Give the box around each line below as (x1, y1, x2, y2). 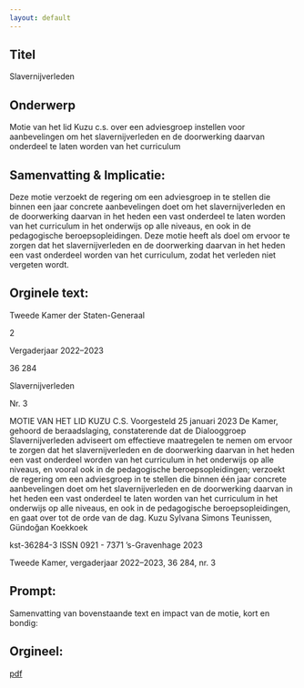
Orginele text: (9, 286, 89, 301)
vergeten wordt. (9, 259, 70, 270)
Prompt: (9, 583, 56, 599)
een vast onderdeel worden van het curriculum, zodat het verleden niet (9, 249, 276, 260)
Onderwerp (9, 97, 76, 113)
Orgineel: (9, 643, 64, 660)
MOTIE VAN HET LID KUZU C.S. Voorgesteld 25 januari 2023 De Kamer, (9, 415, 279, 426)
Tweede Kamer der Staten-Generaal (9, 309, 146, 320)
